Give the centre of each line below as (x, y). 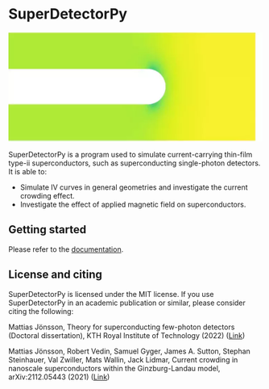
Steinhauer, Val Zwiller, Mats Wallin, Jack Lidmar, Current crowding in (123, 359)
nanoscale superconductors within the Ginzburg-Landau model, (114, 368)
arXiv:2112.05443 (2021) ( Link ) (59, 377)
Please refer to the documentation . (66, 249)
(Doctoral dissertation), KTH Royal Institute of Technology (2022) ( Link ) (127, 335)
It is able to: (27, 171)
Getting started (48, 230)
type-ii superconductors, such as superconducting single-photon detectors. (134, 163)
